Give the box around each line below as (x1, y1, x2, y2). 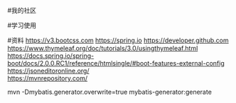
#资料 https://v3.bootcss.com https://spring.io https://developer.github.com (7, 36, 229, 44)
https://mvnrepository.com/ (7, 74, 87, 83)
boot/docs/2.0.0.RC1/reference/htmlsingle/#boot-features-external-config (7, 59, 225, 67)
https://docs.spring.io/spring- (7, 51, 95, 60)
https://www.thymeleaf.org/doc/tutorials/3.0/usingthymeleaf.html (7, 44, 198, 52)
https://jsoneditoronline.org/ (7, 66, 90, 75)
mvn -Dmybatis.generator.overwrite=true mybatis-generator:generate (7, 87, 212, 96)
